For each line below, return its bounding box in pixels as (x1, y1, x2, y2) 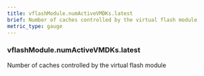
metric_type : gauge (7, 23, 63, 29)
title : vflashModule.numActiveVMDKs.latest (7, 10, 133, 17)
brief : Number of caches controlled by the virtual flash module (7, 16, 197, 23)
